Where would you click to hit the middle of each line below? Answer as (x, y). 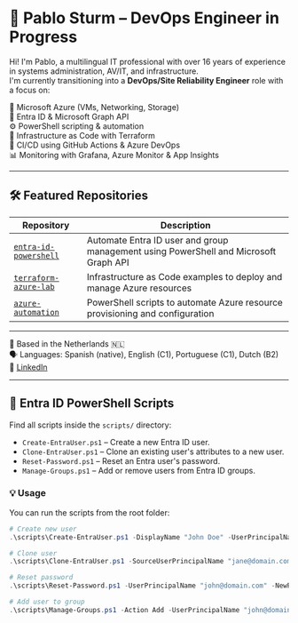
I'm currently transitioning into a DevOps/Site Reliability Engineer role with (146, 80)
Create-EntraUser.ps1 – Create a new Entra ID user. (116, 442)
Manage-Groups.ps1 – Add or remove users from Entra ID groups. (138, 470)
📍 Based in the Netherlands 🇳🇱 (67, 343)
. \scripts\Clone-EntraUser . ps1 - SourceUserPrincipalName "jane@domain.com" (152, 562)
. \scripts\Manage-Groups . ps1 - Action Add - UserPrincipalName (125, 610)
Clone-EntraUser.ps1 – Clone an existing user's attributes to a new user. (153, 451)
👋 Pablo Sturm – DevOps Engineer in (144, 18)
